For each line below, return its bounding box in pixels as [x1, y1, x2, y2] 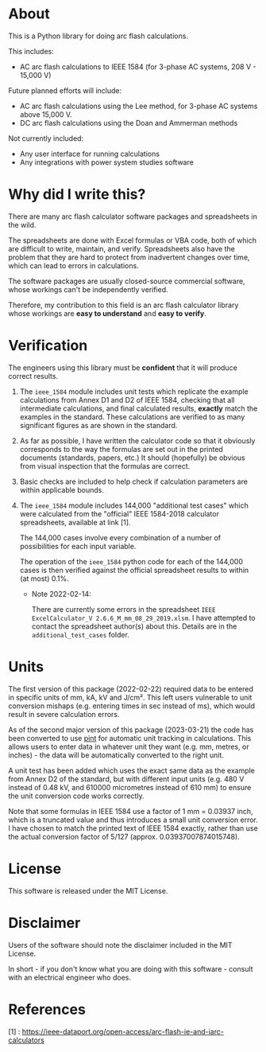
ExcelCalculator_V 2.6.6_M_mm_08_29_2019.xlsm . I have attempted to [31, 613, 256, 622]
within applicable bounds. [19, 485, 105, 494]
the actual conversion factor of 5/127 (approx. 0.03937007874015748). [8, 832, 240, 841]
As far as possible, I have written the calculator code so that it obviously [19, 435, 256, 446]
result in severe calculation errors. [8, 709, 121, 719]
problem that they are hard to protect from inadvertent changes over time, [8, 252, 250, 262]
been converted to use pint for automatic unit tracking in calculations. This [8, 733, 252, 742]
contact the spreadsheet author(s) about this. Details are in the [31, 621, 237, 631]
